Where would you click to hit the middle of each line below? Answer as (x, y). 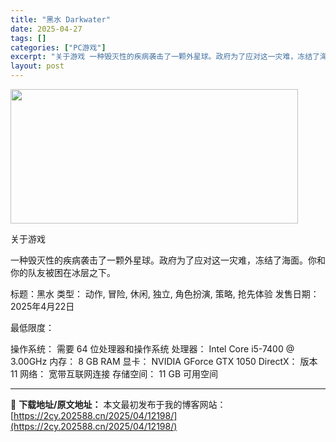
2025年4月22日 (42, 306)
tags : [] (28, 38)
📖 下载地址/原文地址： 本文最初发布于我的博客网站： (118, 404)
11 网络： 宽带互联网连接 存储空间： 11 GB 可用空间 (114, 374)
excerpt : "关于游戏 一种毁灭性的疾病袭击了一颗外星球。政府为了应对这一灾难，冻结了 (165, 57)
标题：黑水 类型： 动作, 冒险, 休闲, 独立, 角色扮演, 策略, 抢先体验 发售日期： (165, 294)
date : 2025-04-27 (46, 29)
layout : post (37, 66)
